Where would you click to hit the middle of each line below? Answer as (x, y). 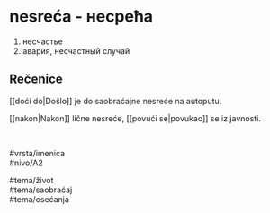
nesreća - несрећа (81, 17)
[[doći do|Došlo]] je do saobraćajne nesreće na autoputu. (116, 101)
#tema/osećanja (40, 199)
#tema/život (31, 180)
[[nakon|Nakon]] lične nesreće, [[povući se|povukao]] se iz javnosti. (135, 118)
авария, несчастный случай (76, 50)
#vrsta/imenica (37, 153)
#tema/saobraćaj (41, 190)
